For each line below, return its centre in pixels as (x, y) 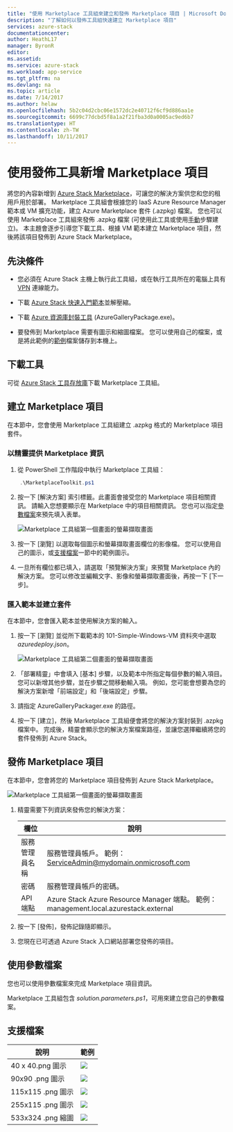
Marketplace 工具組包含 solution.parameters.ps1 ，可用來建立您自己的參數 (113, 998)
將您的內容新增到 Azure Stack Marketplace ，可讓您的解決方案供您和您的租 (114, 194)
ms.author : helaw (32, 104)
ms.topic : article (34, 91)
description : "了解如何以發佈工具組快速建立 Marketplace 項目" (92, 20)
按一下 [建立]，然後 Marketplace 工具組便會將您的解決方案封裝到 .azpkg (120, 721)
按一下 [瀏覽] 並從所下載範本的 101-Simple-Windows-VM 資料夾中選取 (116, 636)
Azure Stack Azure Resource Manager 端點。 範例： (132, 899)
